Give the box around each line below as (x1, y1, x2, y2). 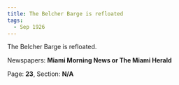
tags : (7, 17, 23, 24)
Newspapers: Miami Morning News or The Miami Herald (7, 56, 173, 65)
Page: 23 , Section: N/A (7, 70, 74, 78)
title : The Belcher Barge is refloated (7, 10, 124, 18)
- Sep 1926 (13, 23, 45, 30)
